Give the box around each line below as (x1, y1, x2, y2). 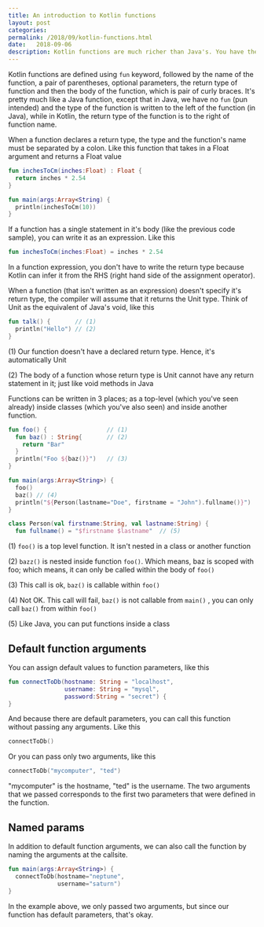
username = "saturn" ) (57, 880, 122, 888)
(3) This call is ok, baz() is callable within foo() (8, 580, 160, 590)
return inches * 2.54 (15, 174, 86, 182)
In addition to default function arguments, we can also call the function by (8, 842, 247, 851)
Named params (8, 821, 85, 834)
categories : (8, 26, 47, 34)
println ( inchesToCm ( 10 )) (15, 203, 97, 211)
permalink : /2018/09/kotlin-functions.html (8, 33, 153, 42)
